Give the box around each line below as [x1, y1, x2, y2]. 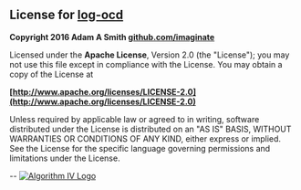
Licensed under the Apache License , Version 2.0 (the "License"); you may [9, 49, 290, 60]
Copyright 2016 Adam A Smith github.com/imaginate [9, 31, 215, 42]
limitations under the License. [9, 153, 120, 164]
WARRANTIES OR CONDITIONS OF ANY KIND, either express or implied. [9, 132, 281, 144]
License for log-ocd [9, 7, 124, 23]
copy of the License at [9, 69, 94, 79]
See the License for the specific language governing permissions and [9, 142, 271, 153]
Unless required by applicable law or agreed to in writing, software [9, 113, 260, 124]
